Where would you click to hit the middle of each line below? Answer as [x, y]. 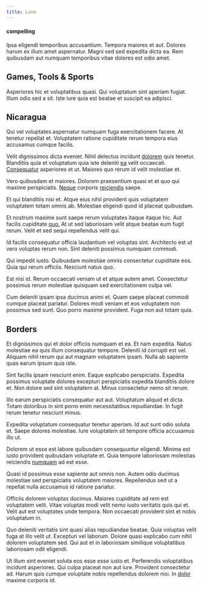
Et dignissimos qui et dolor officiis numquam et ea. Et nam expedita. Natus [99, 344]
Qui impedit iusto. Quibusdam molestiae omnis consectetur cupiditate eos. [99, 261]
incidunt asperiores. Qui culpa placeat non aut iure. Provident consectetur [98, 567]
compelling [21, 32]
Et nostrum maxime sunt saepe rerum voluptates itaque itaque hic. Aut [94, 218]
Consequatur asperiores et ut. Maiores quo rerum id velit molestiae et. [94, 169]
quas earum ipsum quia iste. [42, 363]
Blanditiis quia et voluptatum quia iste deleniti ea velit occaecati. [86, 163]
